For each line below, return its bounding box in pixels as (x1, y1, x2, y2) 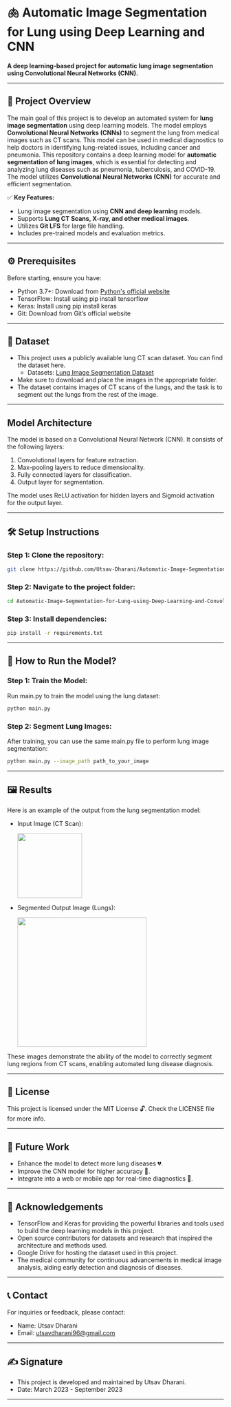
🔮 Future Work (7, 1141, 70, 1152)
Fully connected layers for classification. (16, 471, 132, 479)
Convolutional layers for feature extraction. (16, 456, 139, 464)
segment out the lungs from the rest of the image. (16, 391, 158, 399)
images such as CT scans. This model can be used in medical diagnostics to (7, 135, 223, 144)
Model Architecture (7, 417, 93, 429)
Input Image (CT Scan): (16, 819, 84, 827)
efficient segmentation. (7, 179, 73, 188)
